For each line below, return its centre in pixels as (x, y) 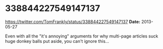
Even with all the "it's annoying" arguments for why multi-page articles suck (81, 36)
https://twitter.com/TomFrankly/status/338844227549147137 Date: (73, 22)
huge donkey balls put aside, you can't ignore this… (57, 41)
